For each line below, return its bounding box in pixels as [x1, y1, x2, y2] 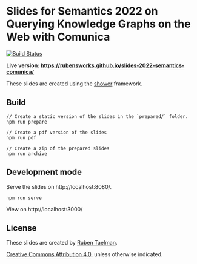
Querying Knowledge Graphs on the [6, 17, 191, 31]
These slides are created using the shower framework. [6, 80, 143, 87]
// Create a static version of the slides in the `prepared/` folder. [6, 113, 189, 119]
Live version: [6, 62, 40, 69]
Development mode [6, 167, 82, 177]
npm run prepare [6, 119, 47, 125]
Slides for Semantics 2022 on [6, 4, 158, 18]
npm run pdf [6, 134, 36, 140]
